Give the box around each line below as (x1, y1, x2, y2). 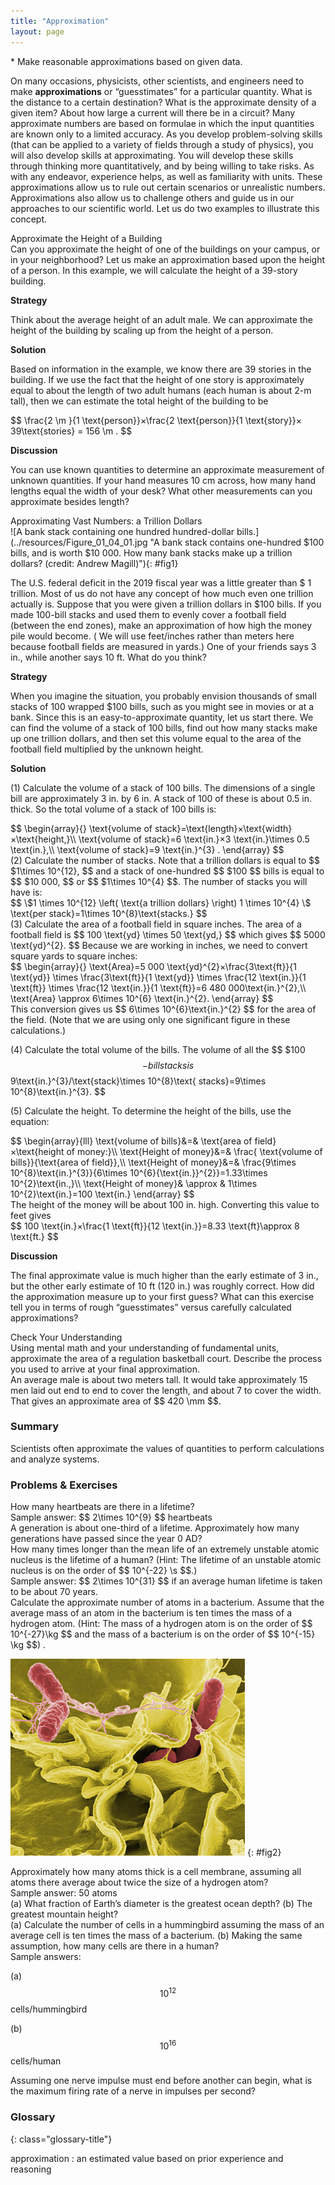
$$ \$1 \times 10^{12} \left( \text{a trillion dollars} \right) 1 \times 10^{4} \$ (10, 896, 312, 909)
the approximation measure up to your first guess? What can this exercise (10, 1290, 315, 1302)
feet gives (10, 1209, 52, 1221)
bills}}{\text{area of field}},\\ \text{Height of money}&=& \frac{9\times (10, 1156, 297, 1168)
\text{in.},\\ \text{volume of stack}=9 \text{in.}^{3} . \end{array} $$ (10, 843, 285, 855)
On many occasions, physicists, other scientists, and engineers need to (10, 75, 305, 87)
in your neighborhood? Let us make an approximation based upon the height (10, 253, 325, 265)
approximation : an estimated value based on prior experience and (10, 2152, 284, 2164)
